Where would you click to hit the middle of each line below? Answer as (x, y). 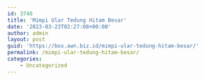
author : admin (28, 33)
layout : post (26, 40)
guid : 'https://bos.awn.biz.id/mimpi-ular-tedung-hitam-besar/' (103, 46)
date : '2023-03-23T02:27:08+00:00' (59, 26)
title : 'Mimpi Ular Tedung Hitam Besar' (67, 20)
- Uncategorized (44, 65)
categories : (25, 59)
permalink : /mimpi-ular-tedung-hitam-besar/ (73, 53)
